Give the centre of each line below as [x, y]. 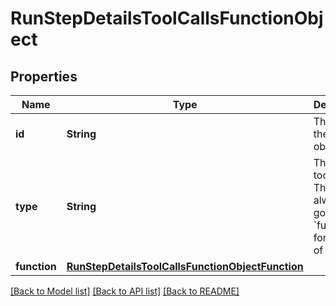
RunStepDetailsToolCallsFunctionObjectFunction [185, 266]
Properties [44, 76]
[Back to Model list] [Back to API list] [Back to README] [125, 291]
